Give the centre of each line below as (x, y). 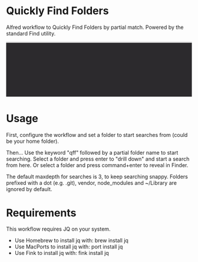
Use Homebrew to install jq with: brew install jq (71, 241)
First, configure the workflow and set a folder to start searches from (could (97, 135)
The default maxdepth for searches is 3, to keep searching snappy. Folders (97, 176)
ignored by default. (29, 189)
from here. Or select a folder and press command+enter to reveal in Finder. (97, 165)
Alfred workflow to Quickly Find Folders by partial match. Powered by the (95, 27)
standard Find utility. (31, 33)
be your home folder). (32, 141)
